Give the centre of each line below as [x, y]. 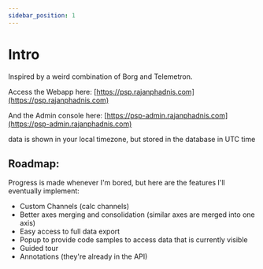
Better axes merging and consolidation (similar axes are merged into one [137, 215]
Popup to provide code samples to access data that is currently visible [133, 240]
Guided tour [39, 248]
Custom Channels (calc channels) [74, 207]
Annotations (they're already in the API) [83, 256]
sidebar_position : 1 [42, 15]
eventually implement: [44, 191]
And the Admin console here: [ [58, 115]
